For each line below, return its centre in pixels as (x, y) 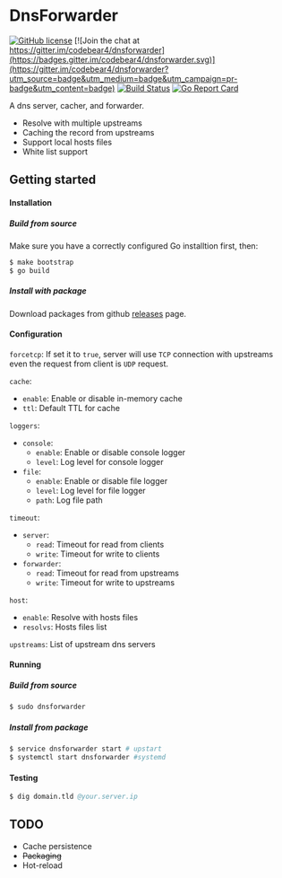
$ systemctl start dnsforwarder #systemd (88, 758)
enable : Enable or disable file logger (102, 480)
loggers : (25, 425)
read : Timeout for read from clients (100, 544)
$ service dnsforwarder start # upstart (86, 749)
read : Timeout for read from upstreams (107, 573)
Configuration (36, 334)
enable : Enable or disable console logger (111, 452)
